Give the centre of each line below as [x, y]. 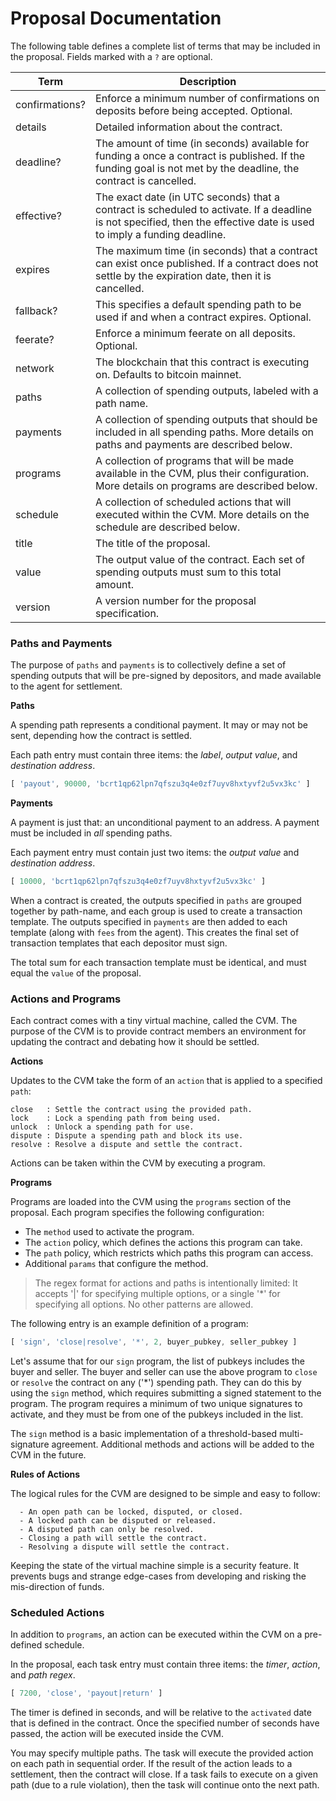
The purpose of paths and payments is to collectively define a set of [148, 665]
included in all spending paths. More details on [205, 432]
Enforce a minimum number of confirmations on [207, 98]
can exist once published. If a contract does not [207, 263]
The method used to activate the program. [109, 1232]
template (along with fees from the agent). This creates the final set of [155, 932]
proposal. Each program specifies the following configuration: [137, 1213]
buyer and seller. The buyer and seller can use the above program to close [164, 1372]
